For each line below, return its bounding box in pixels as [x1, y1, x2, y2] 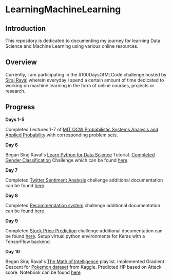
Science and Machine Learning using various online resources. [5, 43, 139, 49]
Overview [5, 58, 37, 67]
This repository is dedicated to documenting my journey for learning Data [5, 37, 161, 44]
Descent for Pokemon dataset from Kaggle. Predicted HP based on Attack [5, 264, 162, 270]
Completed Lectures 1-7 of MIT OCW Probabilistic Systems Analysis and [5, 126, 159, 132]
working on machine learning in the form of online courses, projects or [5, 82, 155, 88]
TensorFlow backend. [5, 238, 51, 245]
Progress [5, 103, 35, 111]
